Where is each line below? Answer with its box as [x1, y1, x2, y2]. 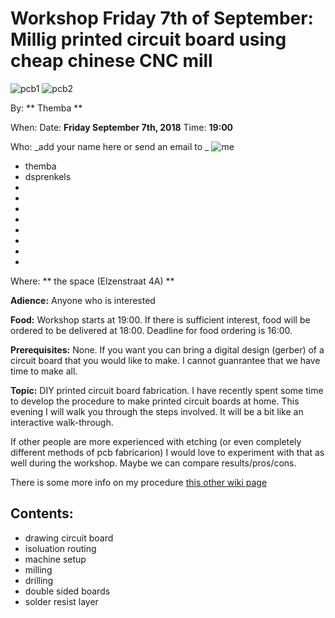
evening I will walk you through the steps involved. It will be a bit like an [10, 405, 304, 417]
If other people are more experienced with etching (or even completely [10, 435, 302, 447]
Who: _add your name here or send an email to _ [10, 140, 210, 152]
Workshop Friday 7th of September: [10, 7, 314, 30]
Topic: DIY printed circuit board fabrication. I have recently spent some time [10, 384, 324, 396]
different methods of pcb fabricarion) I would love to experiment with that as [10, 446, 325, 458]
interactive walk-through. [10, 416, 114, 428]
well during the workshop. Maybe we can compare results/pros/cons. [10, 457, 297, 469]
